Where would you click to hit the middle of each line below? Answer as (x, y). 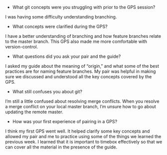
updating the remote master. (34, 112)
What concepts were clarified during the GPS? (60, 26)
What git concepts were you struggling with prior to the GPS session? (84, 7)
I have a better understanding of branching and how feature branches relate (83, 36)
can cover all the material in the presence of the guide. (61, 147)
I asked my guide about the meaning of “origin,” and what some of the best (82, 66)
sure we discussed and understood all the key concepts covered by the (79, 77)
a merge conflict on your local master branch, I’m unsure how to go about (81, 106)
